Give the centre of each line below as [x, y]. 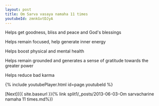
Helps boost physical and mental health [44, 51]
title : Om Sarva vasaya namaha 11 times [47, 14]
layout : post [18, 9]
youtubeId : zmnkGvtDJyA [29, 18]
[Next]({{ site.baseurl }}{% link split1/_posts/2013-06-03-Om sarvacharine [79, 94]
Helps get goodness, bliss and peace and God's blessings [63, 33]
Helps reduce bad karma [30, 75]
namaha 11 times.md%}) [29, 99]
